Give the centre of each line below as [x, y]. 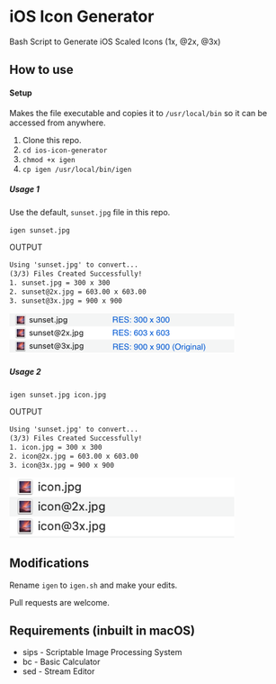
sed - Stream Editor [58, 671]
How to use [41, 70]
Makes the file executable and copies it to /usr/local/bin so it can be [138, 113]
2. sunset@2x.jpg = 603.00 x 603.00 [78, 292]
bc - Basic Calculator [61, 662]
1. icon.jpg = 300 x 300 [56, 447]
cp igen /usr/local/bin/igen [77, 169]
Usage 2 [26, 371]
